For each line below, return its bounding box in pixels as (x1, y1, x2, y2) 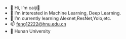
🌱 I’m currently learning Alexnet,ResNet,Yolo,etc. (10, 15, 111, 21)
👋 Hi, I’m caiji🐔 (10, 5, 40, 10)
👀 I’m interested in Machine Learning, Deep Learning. (10, 10, 121, 16)
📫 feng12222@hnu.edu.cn (10, 21, 67, 27)
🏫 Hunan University (10, 28, 51, 34)
